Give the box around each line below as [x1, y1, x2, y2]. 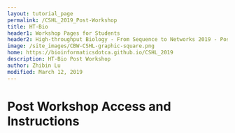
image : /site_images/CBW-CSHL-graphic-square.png [7, 42, 155, 49]
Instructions [7, 113, 80, 129]
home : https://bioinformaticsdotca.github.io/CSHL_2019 [7, 49, 173, 56]
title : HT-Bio [7, 23, 49, 30]
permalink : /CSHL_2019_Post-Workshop [7, 17, 117, 24]
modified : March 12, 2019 [7, 68, 83, 75]
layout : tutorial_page [7, 10, 73, 17]
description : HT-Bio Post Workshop [7, 56, 111, 63]
